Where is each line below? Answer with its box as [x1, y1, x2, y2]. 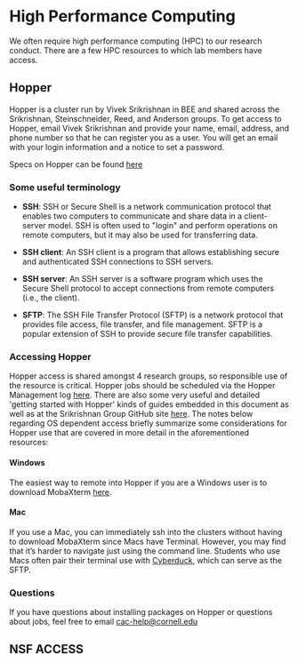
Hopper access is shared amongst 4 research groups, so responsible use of [9, 371, 288, 381]
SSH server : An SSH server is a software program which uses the [21, 274, 264, 284]
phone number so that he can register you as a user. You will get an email [9, 132, 278, 143]
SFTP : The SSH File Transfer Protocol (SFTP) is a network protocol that [21, 309, 284, 321]
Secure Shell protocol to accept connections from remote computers [21, 283, 274, 294]
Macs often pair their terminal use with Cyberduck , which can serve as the [9, 555, 283, 565]
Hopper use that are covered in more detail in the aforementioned [9, 427, 250, 438]
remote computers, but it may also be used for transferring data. [21, 229, 258, 241]
